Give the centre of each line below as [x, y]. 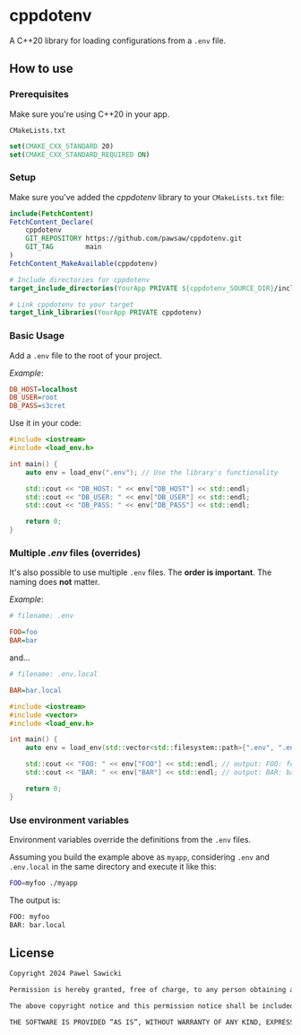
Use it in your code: [46, 423]
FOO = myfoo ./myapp [43, 883]
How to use [41, 69]
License [32, 953]
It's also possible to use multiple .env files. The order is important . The [141, 572]
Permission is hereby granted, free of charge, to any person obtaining [148, 990]
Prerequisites [39, 94]
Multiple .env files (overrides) [75, 553]
